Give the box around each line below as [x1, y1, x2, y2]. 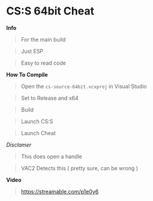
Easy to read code [20, 59, 66, 66]
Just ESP [20, 47, 44, 55]
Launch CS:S [20, 118, 53, 125]
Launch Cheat [20, 129, 56, 136]
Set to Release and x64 [20, 94, 79, 101]
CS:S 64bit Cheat [6, 4, 95, 18]
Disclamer [6, 141, 32, 148]
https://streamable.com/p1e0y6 [20, 188, 99, 195]
